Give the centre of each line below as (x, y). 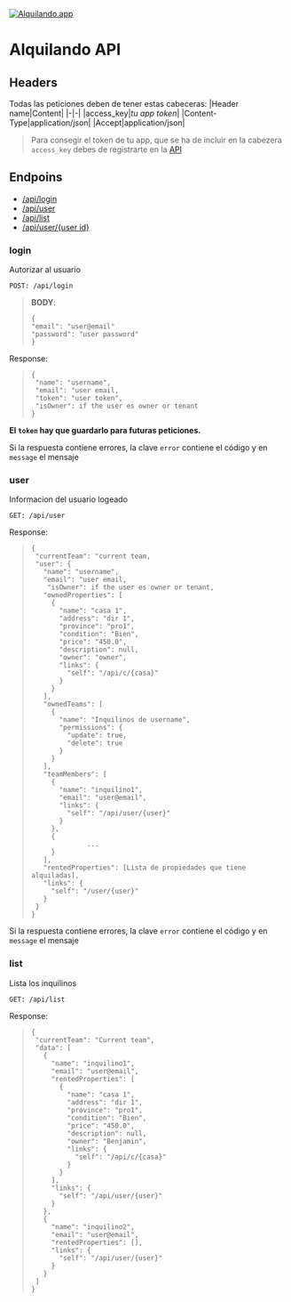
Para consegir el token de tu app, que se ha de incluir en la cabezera (156, 140)
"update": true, (97, 736)
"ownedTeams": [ (73, 704)
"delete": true (95, 743)
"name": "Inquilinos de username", (125, 720)
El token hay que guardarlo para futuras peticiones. (105, 431)
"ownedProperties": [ (83, 595)
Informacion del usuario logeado (69, 499)
